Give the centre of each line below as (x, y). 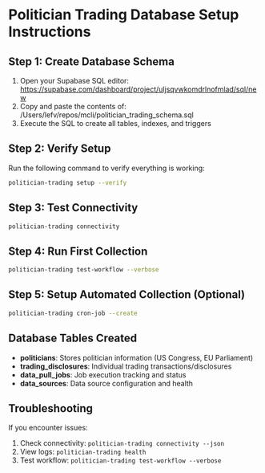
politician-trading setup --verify (68, 182)
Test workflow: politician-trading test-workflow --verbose (120, 460)
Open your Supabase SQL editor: (74, 81)
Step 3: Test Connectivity (73, 208)
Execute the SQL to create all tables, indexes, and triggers (116, 123)
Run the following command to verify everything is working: (107, 168)
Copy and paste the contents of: (73, 106)
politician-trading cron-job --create (73, 313)
